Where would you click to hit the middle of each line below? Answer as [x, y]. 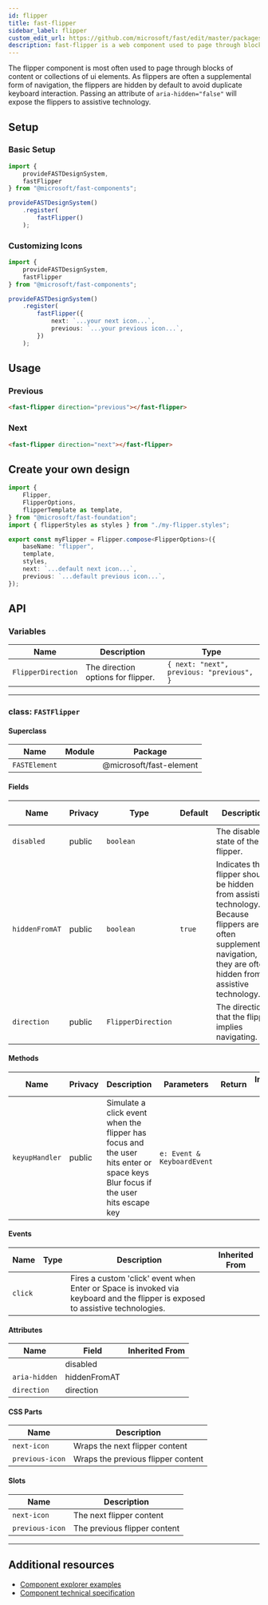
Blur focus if [129, 1182]
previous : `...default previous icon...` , [94, 576]
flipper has [126, 1133]
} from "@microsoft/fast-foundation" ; [73, 517]
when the [124, 1122]
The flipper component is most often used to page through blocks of [121, 68]
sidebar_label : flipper [48, 30]
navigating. [236, 1037]
